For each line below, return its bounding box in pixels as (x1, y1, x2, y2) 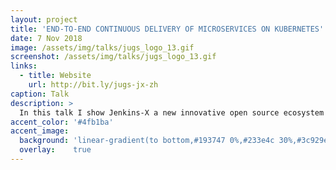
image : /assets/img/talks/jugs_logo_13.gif (10, 42, 195, 53)
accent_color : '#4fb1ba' (10, 117, 114, 127)
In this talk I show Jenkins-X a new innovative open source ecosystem (19, 107, 325, 118)
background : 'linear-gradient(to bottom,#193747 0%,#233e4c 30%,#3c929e (19, 136, 329, 146)
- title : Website (19, 71, 92, 81)
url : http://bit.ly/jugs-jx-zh (28, 80, 159, 90)
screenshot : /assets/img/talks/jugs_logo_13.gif (10, 52, 217, 62)
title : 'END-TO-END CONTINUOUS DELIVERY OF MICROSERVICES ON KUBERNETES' (10, 24, 325, 34)
